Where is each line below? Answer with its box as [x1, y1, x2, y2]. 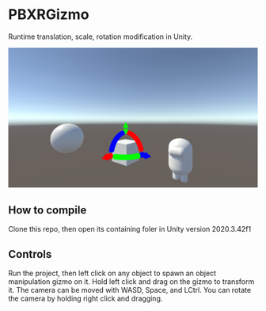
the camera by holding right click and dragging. [8, 294, 163, 303]
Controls [8, 248, 52, 261]
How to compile [8, 203, 87, 217]
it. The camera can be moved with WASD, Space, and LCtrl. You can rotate [8, 286, 252, 295]
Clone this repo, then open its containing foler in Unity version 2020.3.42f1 [8, 225, 252, 234]
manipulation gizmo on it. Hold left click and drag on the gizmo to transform [8, 277, 255, 286]
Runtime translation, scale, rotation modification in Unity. [8, 32, 193, 41]
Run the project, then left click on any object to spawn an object [8, 268, 216, 278]
